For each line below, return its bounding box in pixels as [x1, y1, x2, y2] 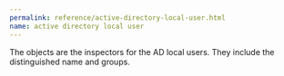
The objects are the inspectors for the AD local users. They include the [9, 46, 275, 57]
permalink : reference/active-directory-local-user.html [9, 13, 226, 23]
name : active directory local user [9, 22, 145, 31]
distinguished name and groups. [9, 56, 130, 67]
